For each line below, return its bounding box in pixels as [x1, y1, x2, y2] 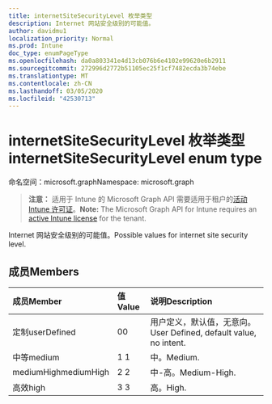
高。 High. [150, 382, 187, 393]
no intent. [150, 337, 186, 348]
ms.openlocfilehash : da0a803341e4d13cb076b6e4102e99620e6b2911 [8, 57, 227, 65]
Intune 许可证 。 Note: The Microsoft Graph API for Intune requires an [28, 204, 257, 214]
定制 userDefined [12, 326, 76, 338]
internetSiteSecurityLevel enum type [8, 149, 263, 168]
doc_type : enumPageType [8, 49, 89, 57]
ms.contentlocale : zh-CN [8, 79, 92, 87]
